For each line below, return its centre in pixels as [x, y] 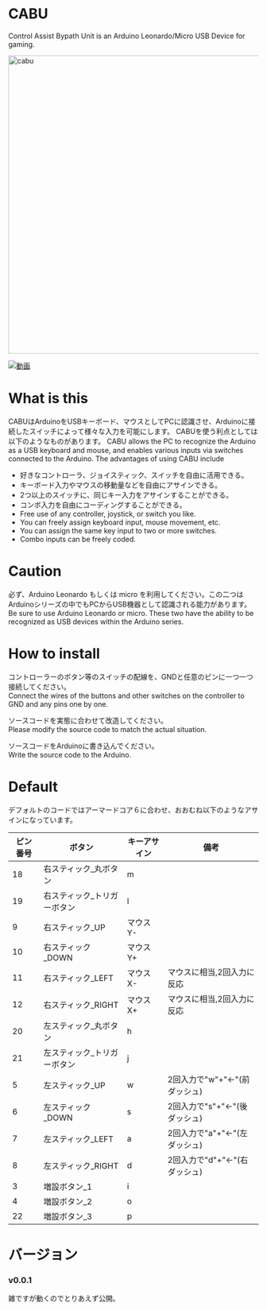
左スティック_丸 [73, 1025]
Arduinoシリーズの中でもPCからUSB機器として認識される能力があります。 [130, 604]
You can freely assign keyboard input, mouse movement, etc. [120, 522]
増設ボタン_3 [68, 1216]
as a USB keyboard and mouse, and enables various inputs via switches [126, 450]
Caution [35, 571]
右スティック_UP [74, 927]
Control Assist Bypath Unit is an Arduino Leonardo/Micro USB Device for [127, 36]
